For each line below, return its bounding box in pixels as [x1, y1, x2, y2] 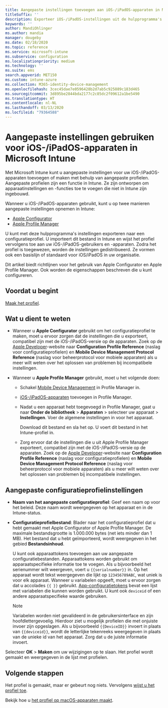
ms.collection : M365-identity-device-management [5, 82, 108, 87]
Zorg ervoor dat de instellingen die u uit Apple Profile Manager [19, 439, 149, 445]
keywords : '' [5, 21, 32, 27]
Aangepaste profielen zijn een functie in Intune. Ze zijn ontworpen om [5, 180, 149, 186]
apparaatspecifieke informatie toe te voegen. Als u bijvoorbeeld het [12, 561, 151, 567]
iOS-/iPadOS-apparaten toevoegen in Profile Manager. [19, 394, 132, 400]
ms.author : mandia [5, 31, 43, 36]
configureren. [5, 272, 33, 278]
